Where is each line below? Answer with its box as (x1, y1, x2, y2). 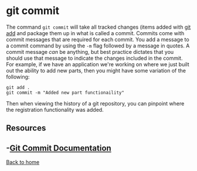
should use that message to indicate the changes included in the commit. (6, 54, 183, 61)
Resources (6, 123, 46, 133)
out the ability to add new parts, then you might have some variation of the (6, 67, 186, 74)
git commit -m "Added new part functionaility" (6, 90, 125, 95)
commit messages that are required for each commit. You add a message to (6, 36, 189, 43)
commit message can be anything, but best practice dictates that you (6, 48, 174, 55)
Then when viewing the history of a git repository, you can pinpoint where (6, 100, 185, 107)
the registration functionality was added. (6, 106, 104, 113)
